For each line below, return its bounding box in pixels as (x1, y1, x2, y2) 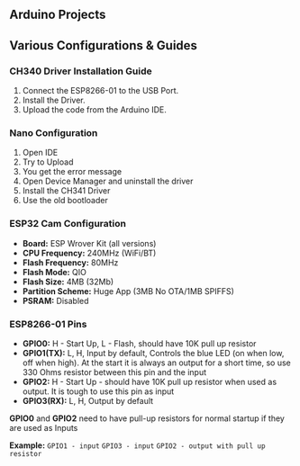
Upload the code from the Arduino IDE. (22, 104, 167, 115)
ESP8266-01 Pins (9, 318, 87, 330)
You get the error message (22, 166, 123, 177)
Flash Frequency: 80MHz (22, 256, 119, 268)
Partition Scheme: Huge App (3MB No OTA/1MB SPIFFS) (22, 285, 234, 296)
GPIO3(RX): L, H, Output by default (22, 395, 154, 406)
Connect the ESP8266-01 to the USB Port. (22, 85, 178, 96)
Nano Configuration (9, 127, 98, 139)
